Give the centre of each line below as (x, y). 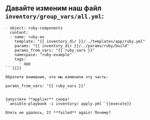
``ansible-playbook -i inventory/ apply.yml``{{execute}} (68, 104)
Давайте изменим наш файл (53, 8)
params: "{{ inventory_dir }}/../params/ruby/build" (72, 46)
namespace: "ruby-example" (43, 55)
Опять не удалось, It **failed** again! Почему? (58, 112)
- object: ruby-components (34, 28)
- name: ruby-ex (27, 37)
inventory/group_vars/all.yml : (55, 17)
